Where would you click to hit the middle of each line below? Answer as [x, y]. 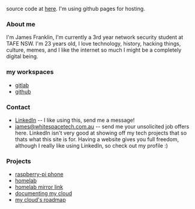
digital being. [22, 56]
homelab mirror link [39, 187]
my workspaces [30, 72]
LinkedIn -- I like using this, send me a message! [75, 120]
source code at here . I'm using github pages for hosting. [76, 9]
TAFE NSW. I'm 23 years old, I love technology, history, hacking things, [94, 44]
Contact [18, 107]
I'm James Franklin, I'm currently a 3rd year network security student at [95, 37]
